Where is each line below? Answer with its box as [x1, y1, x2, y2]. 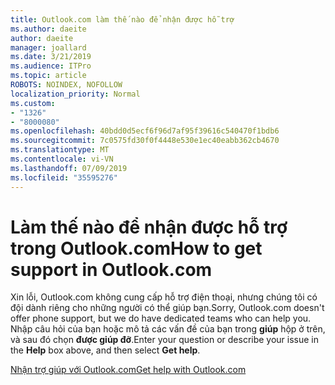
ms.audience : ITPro [10, 61, 92, 71]
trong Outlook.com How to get [10, 237, 263, 260]
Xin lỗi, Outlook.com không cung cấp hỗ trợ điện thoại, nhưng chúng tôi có [10, 291, 318, 303]
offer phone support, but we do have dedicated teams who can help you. [10, 312, 312, 325]
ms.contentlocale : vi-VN [10, 154, 114, 164]
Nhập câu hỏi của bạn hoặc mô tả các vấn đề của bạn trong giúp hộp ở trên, [10, 323, 326, 335]
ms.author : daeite [10, 24, 87, 34]
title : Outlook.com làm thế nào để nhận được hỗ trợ [10, 14, 235, 25]
